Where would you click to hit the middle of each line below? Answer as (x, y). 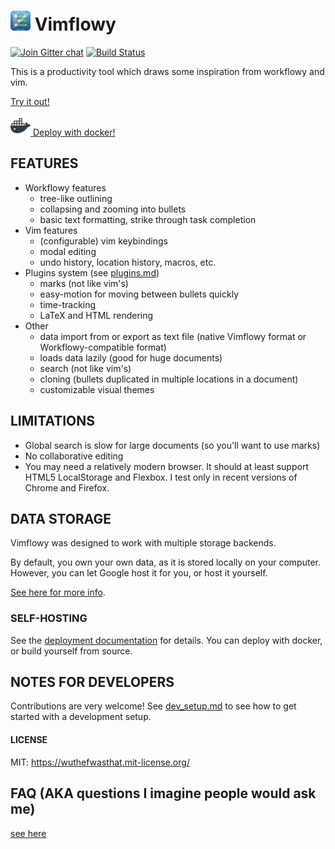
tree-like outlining (76, 198)
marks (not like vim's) (84, 283)
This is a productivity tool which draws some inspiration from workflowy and (167, 71)
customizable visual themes (97, 389)
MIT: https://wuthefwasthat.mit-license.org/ (100, 762)
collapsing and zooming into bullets (113, 209)
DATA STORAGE (61, 518)
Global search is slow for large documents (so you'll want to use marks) (172, 445)
